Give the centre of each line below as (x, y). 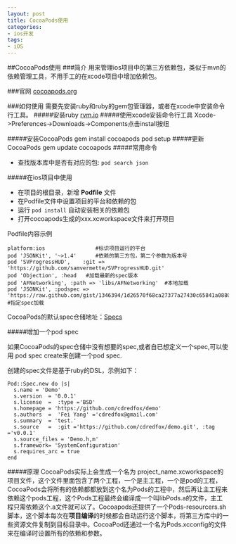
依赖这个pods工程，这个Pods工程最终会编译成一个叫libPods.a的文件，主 (112, 498)
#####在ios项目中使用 (40, 177)
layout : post (26, 14)
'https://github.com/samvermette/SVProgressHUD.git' (86, 268)
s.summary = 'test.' (45, 421)
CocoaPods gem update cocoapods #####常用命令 (82, 147)
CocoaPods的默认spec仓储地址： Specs (65, 317)
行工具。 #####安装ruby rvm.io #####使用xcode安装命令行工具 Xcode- (112, 115)
